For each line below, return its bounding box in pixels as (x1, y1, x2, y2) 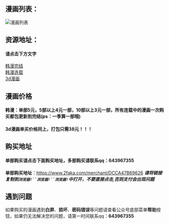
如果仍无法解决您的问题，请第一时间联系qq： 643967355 (14, 213, 134, 219)
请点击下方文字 (5, 50, 37, 57)
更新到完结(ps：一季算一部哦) (18, 113, 81, 119)
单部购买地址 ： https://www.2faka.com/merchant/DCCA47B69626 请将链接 (5, 170, 162, 176)
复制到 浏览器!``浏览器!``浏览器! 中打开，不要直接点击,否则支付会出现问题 (5, 176, 155, 182)
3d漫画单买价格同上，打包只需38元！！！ (5, 126, 93, 132)
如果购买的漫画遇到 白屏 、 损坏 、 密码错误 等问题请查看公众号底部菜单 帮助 (5, 207, 156, 213)
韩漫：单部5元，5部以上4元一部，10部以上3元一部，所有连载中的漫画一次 (5, 107, 160, 113)
